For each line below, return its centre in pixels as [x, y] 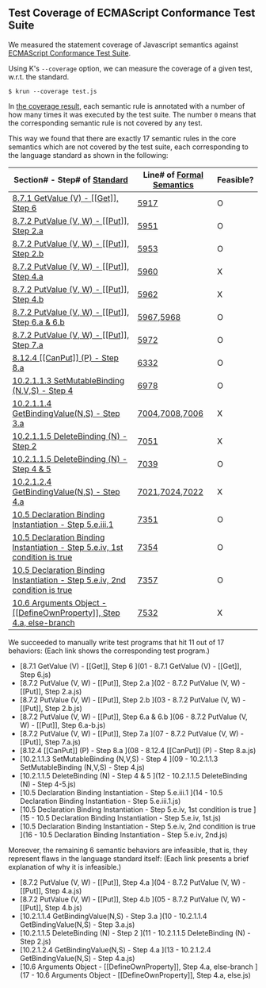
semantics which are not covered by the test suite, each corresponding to [129, 147]
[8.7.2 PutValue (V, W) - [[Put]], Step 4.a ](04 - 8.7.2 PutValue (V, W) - [133, 882]
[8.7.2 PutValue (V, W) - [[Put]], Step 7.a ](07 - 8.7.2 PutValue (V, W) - [131, 733]
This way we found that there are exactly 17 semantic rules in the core [122, 138]
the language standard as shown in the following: [88, 155]
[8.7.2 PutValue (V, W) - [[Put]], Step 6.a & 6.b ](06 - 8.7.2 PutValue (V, [133, 717]
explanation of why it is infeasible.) [65, 867]
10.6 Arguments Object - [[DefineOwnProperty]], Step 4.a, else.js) [144, 975]
